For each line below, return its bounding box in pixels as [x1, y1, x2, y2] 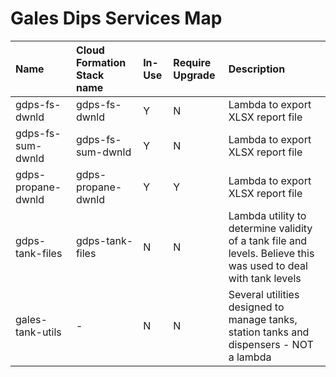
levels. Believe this [228, 246, 315, 260]
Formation [75, 55, 127, 69]
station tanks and [228, 325, 310, 339]
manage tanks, [228, 312, 298, 326]
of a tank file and [228, 233, 308, 247]
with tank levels [228, 271, 302, 285]
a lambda [228, 350, 272, 364]
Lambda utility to [228, 208, 307, 222]
